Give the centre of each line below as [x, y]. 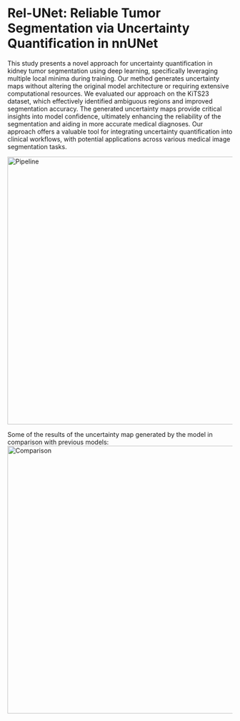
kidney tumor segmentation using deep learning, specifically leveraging [112, 71]
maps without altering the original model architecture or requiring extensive [118, 86]
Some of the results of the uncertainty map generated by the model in [110, 434]
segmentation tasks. [37, 146]
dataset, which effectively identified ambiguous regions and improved [110, 101]
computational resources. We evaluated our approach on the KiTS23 [108, 94]
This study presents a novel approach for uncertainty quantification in [110, 63]
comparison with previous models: [58, 442]
